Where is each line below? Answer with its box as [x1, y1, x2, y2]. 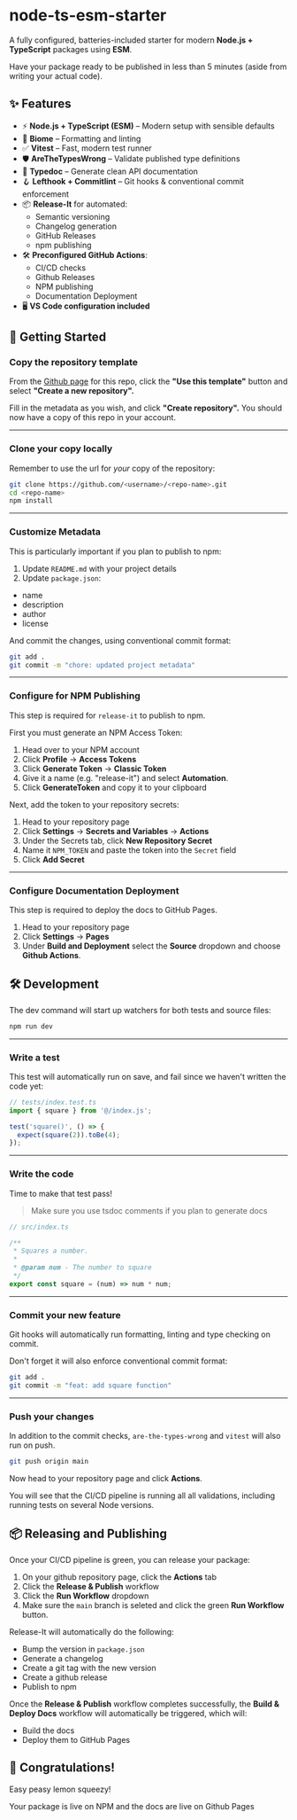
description [21, 599, 64, 610]
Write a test [9, 1051, 60, 1064]
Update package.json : [21, 573, 102, 583]
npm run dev [9, 1021, 53, 1031]
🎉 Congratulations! [9, 1761, 115, 1776]
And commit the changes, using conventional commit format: [9, 635, 232, 645]
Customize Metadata [9, 526, 102, 538]
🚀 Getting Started [9, 330, 107, 345]
